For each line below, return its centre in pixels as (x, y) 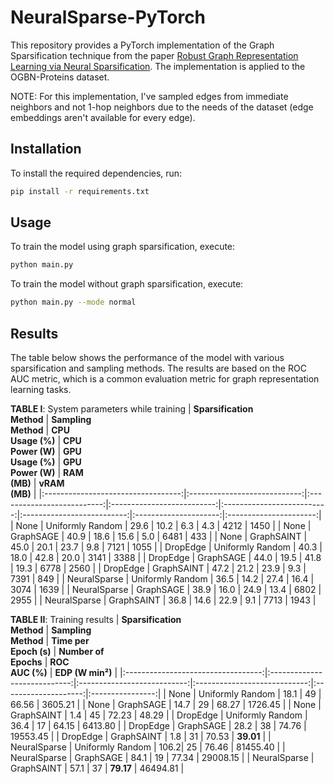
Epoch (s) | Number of (57, 651)
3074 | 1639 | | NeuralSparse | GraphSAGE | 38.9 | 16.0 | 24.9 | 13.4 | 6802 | (166, 589)
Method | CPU (40, 430)
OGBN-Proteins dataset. (60, 77)
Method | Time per (50, 640)
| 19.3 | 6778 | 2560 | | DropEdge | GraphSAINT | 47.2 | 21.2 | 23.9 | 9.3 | (158, 568)
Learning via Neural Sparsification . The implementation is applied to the (158, 66)
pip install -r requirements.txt (80, 191)
